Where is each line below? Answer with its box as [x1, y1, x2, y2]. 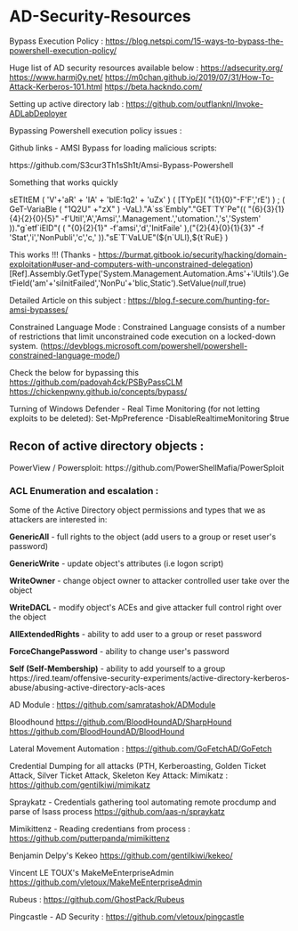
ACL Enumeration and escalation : [9, 484, 159, 497]
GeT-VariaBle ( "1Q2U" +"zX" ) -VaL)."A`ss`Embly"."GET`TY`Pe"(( [9, 203, 246, 215]
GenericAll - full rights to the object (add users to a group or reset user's [9, 531, 277, 542]
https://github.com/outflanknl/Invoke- [125, 98, 264, 109]
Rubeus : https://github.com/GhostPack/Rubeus [9, 895, 185, 905]
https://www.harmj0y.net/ [9, 71, 104, 82]
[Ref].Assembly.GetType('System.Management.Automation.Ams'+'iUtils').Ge [9, 268, 290, 279]
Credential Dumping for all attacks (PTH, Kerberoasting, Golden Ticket [9, 761, 267, 772]
